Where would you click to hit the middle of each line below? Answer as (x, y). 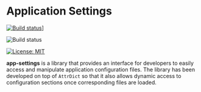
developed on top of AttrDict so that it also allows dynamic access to (94, 76)
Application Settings (59, 11)
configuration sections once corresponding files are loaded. (82, 82)
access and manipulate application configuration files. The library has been (101, 69)
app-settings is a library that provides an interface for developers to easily (100, 63)
